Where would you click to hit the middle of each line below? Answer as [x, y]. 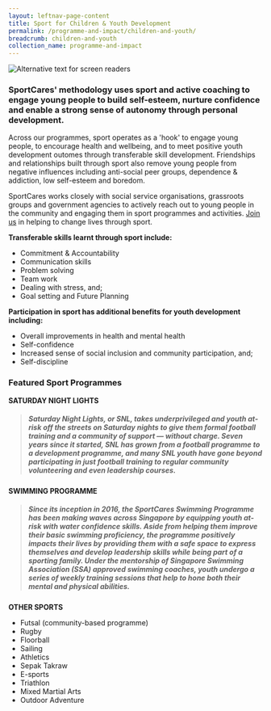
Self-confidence [47, 345]
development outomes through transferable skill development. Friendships [132, 155]
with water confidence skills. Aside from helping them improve [150, 527]
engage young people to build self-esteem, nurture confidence [134, 100]
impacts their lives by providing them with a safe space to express [142, 544]
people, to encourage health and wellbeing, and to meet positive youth [126, 146]
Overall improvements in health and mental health [102, 336]
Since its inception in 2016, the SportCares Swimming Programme [141, 509]
